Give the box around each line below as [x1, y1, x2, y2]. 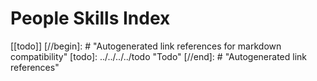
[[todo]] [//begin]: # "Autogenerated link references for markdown [10, 40, 282, 52]
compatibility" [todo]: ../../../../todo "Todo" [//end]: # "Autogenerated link [10, 50, 307, 62]
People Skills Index [10, 7, 171, 30]
